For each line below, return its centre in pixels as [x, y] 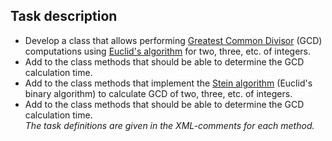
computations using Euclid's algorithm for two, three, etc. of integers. [168, 51]
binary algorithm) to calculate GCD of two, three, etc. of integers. [158, 93]
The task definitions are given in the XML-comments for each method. [169, 125]
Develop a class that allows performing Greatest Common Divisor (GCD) [173, 40]
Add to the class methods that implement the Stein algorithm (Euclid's [168, 83]
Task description [64, 16]
